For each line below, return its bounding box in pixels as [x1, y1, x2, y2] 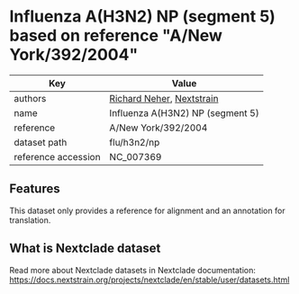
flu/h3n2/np [109, 136, 160, 148]
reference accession [14, 150, 101, 163]
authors [14, 92, 47, 104]
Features [9, 182, 60, 197]
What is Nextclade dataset [9, 241, 161, 256]
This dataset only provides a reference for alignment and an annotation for [9, 205, 285, 216]
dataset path [14, 136, 68, 148]
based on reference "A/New [9, 25, 223, 46]
